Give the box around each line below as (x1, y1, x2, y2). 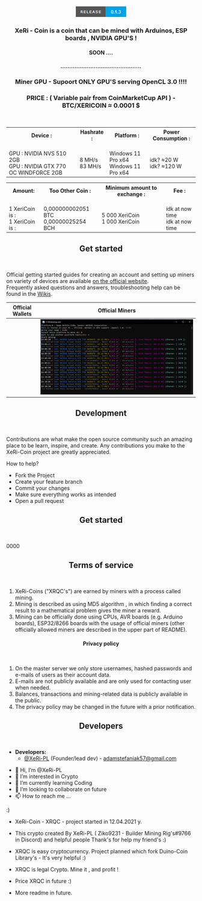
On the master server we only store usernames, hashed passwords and (14, 665, 192, 672)
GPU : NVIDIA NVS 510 (8, 149, 67, 157)
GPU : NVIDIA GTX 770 (8, 163, 66, 170)
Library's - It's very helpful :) (14, 854, 86, 861)
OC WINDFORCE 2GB (8, 169, 63, 176)
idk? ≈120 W (150, 163, 182, 170)
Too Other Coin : (49, 187, 91, 195)
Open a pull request (14, 497, 64, 505)
